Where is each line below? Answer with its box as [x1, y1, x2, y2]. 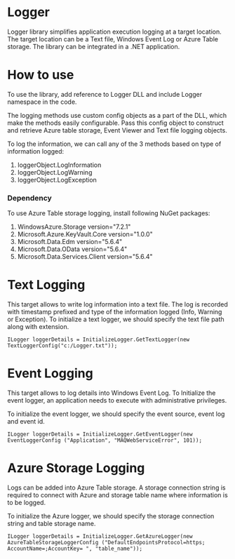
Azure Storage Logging [7, 460, 145, 476]
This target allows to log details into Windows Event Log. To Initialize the [7, 389, 216, 397]
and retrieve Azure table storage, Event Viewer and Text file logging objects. [7, 126, 228, 134]
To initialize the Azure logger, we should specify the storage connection [7, 511, 215, 520]
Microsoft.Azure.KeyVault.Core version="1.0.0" [17, 230, 153, 238]
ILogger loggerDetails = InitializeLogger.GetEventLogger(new [7, 431, 193, 438]
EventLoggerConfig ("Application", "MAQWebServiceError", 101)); [7, 437, 202, 444]
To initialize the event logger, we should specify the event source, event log [7, 410, 225, 418]
